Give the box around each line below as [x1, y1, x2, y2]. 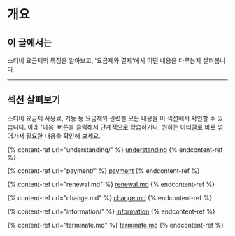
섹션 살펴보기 [7, 94, 61, 106]
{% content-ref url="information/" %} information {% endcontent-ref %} [7, 207, 215, 216]
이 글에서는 [7, 36, 52, 48]
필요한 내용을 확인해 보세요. [25, 131, 101, 140]
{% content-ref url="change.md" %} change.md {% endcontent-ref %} [7, 193, 213, 202]
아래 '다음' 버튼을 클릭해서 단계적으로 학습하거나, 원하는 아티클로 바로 [27, 123, 216, 131]
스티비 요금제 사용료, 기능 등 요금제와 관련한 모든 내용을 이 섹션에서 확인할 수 [7, 113, 216, 123]
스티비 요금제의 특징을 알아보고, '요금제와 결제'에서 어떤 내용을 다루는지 [7, 57, 201, 64]
